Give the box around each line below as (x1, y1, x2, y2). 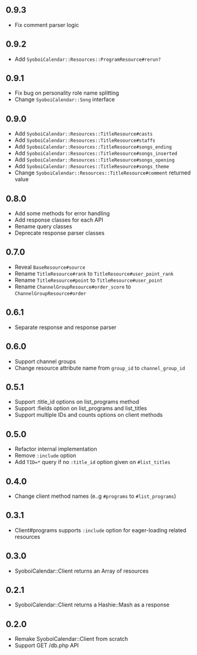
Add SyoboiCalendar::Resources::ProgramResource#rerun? (14, 55, 162, 63)
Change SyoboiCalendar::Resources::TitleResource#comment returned (14, 169, 191, 177)
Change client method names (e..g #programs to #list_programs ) (14, 492, 177, 500)
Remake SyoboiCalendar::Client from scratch (14, 635, 128, 643)
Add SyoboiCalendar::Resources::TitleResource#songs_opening (14, 156, 175, 163)
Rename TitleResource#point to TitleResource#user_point (14, 276, 163, 284)
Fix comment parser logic (14, 21, 80, 28)
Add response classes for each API (14, 216, 103, 223)
